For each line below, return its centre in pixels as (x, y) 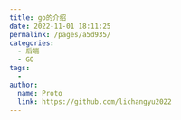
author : (24, 85)
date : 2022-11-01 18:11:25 (60, 26)
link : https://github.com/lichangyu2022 (95, 102)
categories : (32, 43)
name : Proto (40, 93)
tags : (19, 69)
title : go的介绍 (38, 18)
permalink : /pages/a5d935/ (60, 34)
